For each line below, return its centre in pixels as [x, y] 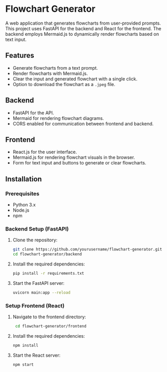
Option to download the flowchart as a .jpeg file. [64, 84]
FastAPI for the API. [33, 113]
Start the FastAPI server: [39, 283]
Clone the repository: [35, 240]
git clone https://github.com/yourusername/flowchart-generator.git [87, 250]
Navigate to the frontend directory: [49, 317]
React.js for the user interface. [45, 152]
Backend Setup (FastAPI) [37, 229]
